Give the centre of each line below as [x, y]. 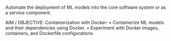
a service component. [28, 13]
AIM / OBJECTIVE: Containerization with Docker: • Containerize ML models [85, 23]
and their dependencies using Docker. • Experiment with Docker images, [82, 28]
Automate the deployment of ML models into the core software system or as [86, 7]
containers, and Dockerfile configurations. [50, 33]
